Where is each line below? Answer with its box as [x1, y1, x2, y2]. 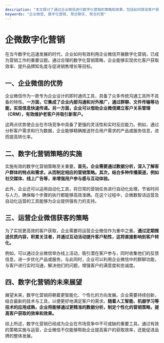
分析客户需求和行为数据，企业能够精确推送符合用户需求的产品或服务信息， [5, 128, 155, 134]
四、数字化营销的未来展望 [5, 278, 82, 286]
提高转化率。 [9, 134, 35, 140]
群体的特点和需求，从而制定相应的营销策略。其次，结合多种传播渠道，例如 [9, 169, 159, 176]
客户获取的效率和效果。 [9, 310, 57, 316]
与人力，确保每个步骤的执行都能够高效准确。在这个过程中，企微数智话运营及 [5, 192, 159, 198]
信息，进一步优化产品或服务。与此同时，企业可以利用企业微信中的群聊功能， [5, 256, 159, 262]
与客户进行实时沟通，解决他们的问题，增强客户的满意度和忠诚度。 [5, 262, 138, 268]
